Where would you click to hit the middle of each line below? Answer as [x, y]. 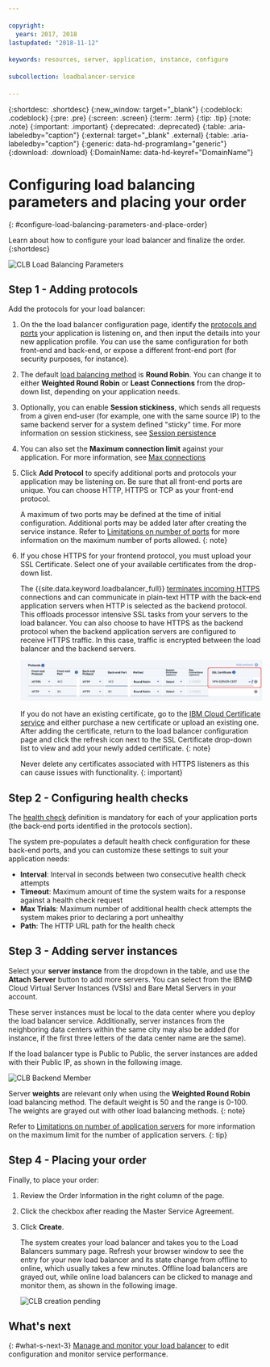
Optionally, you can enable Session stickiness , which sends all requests [140, 407]
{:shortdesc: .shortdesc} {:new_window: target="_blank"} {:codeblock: [126, 109]
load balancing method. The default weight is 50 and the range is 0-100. [128, 1102]
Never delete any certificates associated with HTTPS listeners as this [135, 764]
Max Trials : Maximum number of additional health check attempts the [136, 908]
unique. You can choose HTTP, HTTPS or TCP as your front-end [127, 490]
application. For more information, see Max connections [113, 457]
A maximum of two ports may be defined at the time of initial [120, 515]
